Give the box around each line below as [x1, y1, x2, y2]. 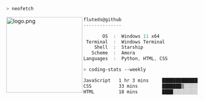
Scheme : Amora [91, 50, 135, 56]
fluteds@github [83, 16, 122, 22]
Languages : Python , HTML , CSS [83, 56, 168, 62]
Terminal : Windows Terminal [86, 39, 165, 45]
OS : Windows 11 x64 [102, 33, 160, 39]
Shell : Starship [93, 44, 144, 51]
